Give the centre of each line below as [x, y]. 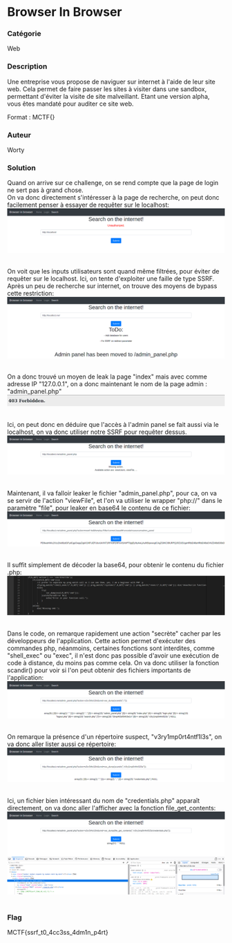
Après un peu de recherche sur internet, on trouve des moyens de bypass [112, 286]
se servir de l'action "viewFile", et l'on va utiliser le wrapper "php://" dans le [115, 501]
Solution [22, 168]
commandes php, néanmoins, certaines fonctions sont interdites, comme [111, 648]
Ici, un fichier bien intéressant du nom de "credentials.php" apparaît [104, 800]
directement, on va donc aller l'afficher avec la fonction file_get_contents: [112, 808]
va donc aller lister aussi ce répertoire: [61, 744]
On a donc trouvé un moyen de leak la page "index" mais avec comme [107, 377]
